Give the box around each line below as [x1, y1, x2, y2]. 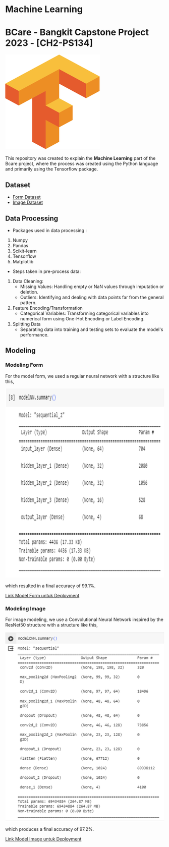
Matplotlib [12, 259, 34, 264]
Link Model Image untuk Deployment [5, 836, 82, 842]
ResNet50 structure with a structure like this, [5, 622, 98, 628]
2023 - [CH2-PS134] [5, 37, 93, 49]
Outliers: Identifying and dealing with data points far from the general [20, 294, 164, 300]
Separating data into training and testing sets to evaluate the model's [20, 326, 163, 332]
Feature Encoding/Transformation [12, 305, 83, 311]
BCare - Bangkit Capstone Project [5, 27, 149, 38]
